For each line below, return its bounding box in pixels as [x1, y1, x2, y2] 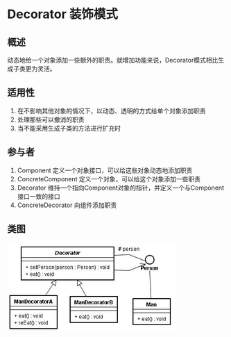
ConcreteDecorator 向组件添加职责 [17, 201, 117, 209]
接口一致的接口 [17, 192, 60, 200]
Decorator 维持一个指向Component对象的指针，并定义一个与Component [17, 183, 224, 192]
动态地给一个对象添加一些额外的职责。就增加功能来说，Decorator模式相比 [7, 56, 219, 64]
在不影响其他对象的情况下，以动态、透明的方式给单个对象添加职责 [17, 106, 206, 115]
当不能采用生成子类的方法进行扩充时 [17, 124, 121, 132]
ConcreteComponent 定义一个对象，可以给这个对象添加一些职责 [17, 174, 201, 183]
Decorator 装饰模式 [7, 6, 119, 22]
